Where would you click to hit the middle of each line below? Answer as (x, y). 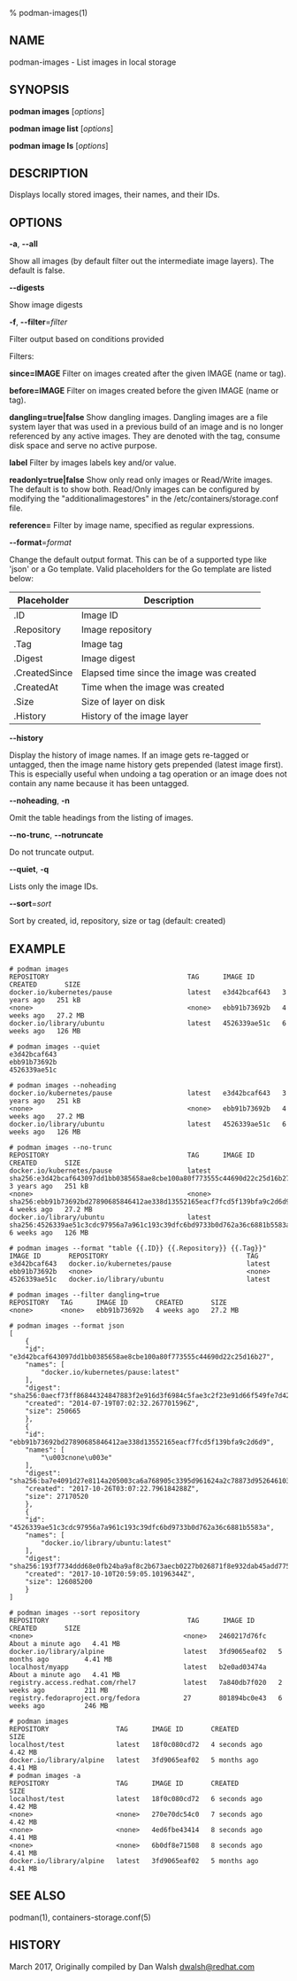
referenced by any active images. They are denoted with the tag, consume (145, 436)
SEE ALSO (38, 1896)
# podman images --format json (67, 1326)
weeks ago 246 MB (59, 1706)
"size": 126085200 (59, 1582)
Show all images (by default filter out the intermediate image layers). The (142, 261)
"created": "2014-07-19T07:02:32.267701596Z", (112, 1404)
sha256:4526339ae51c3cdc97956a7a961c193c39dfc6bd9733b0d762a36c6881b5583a (150, 1225)
